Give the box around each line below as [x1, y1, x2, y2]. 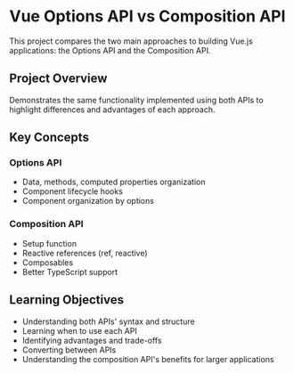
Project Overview [9, 71, 108, 86]
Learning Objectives [9, 292, 125, 308]
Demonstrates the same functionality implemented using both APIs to [9, 94, 265, 105]
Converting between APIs [21, 345, 117, 355]
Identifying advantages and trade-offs [21, 335, 162, 345]
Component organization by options [21, 196, 154, 207]
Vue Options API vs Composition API [9, 6, 286, 27]
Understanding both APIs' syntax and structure [21, 316, 195, 327]
